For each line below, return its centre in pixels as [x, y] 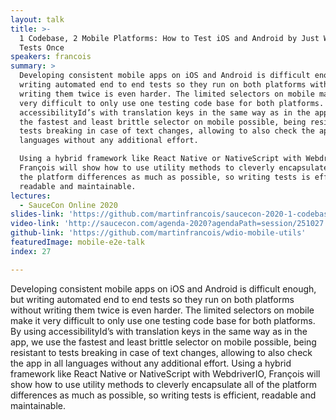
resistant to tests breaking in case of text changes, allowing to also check [161, 352]
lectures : [31, 196]
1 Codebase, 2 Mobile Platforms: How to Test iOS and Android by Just [169, 38]
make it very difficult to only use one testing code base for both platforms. [163, 320]
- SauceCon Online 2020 [68, 205]
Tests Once [42, 47]
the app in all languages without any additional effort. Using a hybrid [151, 363]
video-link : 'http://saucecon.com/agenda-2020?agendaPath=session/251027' [169, 224]
